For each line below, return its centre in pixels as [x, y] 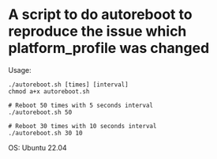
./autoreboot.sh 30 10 [45, 133]
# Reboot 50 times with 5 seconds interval [81, 105]
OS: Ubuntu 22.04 [37, 147]
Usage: [20, 70]
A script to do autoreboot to [100, 15]
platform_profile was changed [109, 48]
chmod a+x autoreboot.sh [49, 91]
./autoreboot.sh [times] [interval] [68, 85]
